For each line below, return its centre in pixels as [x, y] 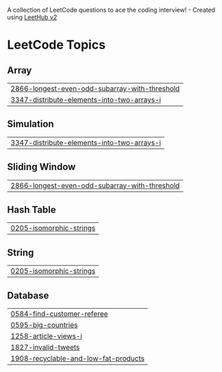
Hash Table [32, 210]
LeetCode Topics [57, 45]
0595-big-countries [44, 325]
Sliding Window [41, 167]
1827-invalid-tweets [45, 347]
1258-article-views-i [46, 336]
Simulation [30, 124]
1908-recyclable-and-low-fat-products [78, 358]
